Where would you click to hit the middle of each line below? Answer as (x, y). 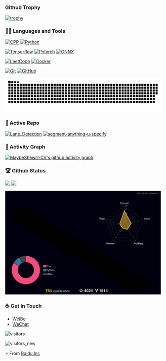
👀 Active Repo (22, 123)
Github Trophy (23, 7)
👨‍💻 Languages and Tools (35, 31)
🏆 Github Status (25, 170)
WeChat (20, 324)
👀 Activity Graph (25, 146)
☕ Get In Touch (23, 306)
